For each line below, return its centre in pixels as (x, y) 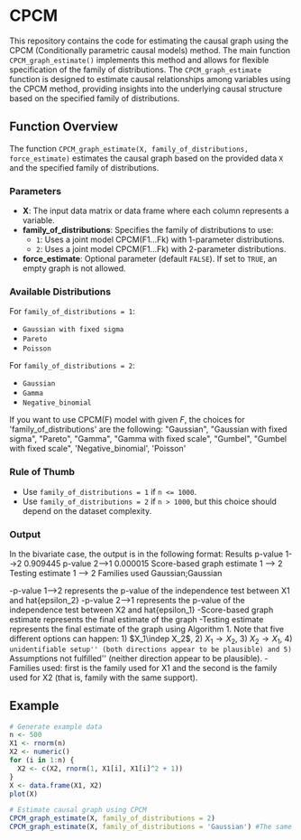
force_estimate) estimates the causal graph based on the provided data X (146, 158)
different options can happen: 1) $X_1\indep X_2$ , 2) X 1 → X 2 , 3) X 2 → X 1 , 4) (151, 639)
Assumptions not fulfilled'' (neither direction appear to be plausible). (136, 658)
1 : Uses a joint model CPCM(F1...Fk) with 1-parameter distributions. (160, 239)
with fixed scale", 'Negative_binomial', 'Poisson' (98, 449)
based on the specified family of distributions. (95, 98)
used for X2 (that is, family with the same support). (104, 677)
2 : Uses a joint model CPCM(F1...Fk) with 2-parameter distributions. (161, 249)
